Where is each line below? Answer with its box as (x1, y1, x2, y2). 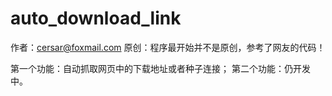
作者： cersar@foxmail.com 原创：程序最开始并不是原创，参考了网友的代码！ (10, 41, 326, 53)
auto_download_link (10, 7, 182, 30)
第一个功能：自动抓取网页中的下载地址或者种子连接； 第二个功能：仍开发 (10, 62, 311, 74)
